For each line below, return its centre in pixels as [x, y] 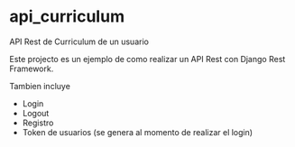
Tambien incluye [40, 86]
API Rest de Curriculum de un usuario [79, 41]
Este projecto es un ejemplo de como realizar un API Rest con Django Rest [147, 59]
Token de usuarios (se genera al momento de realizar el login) [138, 132]
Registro [38, 123]
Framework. [32, 69]
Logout [36, 113]
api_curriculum [67, 17]
